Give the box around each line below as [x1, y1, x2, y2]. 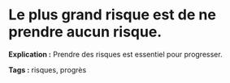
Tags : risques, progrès [8, 64, 87, 74]
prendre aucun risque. [8, 23, 163, 41]
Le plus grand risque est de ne [8, 6, 217, 24]
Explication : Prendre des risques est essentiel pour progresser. [8, 49, 223, 59]
